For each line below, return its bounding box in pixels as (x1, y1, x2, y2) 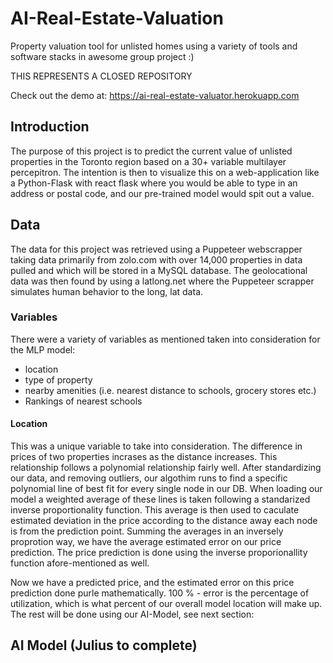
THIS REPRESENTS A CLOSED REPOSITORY (10, 70, 193, 82)
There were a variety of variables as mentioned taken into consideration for (10, 333, 321, 345)
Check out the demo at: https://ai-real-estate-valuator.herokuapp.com (10, 89, 300, 101)
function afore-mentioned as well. (10, 557, 150, 569)
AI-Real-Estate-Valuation (10, 7, 224, 30)
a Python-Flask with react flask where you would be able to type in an (10, 177, 298, 189)
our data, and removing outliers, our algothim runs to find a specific (10, 472, 288, 484)
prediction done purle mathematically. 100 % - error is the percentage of (10, 587, 310, 599)
